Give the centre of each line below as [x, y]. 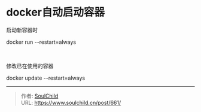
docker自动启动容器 [55, 12]
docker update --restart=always [46, 78]
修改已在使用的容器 [30, 66]
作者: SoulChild [39, 96]
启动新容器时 [22, 30]
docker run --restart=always [41, 42]
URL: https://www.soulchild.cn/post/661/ [71, 102]
